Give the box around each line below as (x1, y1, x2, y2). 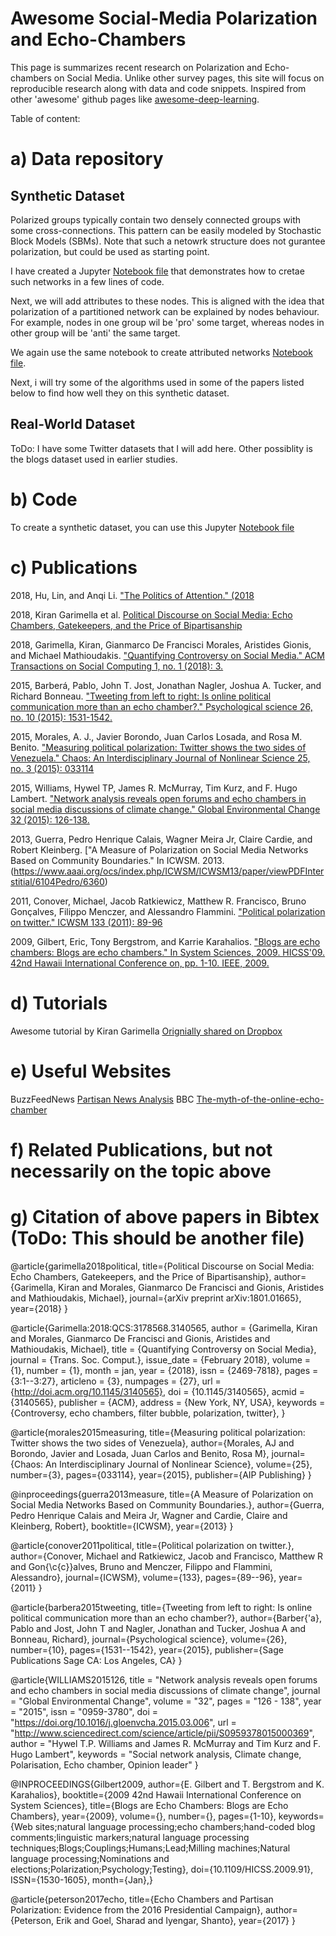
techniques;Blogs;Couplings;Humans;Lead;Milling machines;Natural (10, 1842, 291, 1854)
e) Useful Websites (10, 1060, 172, 1082)
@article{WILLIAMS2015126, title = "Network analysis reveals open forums (10, 1673, 318, 1686)
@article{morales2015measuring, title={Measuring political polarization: (10, 1426, 306, 1438)
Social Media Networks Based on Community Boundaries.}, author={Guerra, (10, 1498, 325, 1511)
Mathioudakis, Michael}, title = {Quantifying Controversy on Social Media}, (10, 1343, 317, 1355)
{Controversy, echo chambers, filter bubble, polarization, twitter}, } (10, 1407, 286, 1419)
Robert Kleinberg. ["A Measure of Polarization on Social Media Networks (10, 843, 309, 856)
